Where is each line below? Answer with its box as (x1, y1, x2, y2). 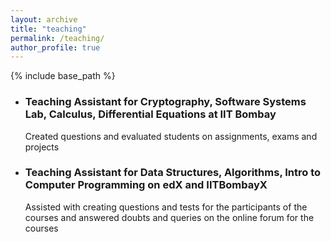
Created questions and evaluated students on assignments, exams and (24, 130, 318, 142)
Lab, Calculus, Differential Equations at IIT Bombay (24, 107, 277, 121)
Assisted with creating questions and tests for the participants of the (24, 201, 308, 213)
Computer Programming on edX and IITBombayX (24, 178, 268, 192)
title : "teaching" (10, 24, 87, 34)
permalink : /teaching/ (10, 33, 105, 43)
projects (24, 141, 60, 153)
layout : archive (10, 14, 78, 25)
